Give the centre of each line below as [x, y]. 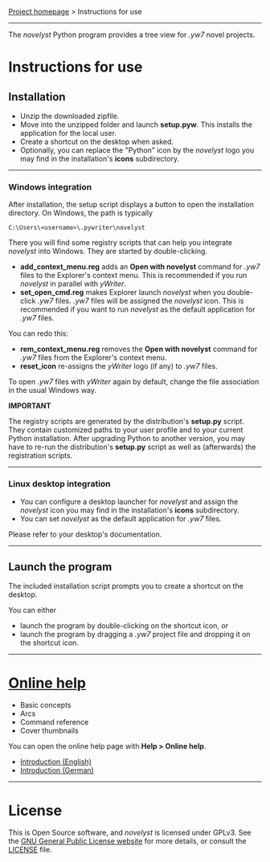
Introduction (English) [56, 762]
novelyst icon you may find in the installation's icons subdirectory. [129, 510]
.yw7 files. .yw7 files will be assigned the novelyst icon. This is [141, 301]
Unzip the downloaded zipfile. [70, 116]
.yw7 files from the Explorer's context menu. [93, 357]
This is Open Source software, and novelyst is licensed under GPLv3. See [130, 833]
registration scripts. [41, 456]
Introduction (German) [57, 770]
